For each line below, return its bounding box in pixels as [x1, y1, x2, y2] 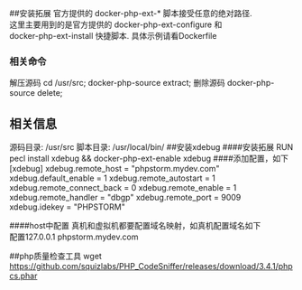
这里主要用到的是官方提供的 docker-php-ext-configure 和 [9, 19, 223, 30]
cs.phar [9, 270, 38, 282]
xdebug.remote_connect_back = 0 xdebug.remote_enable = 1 [9, 182, 237, 193]
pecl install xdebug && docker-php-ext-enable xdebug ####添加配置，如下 [9, 153, 289, 164]
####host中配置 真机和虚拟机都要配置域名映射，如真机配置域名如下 [9, 220, 261, 231]
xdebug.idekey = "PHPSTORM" [9, 201, 126, 212]
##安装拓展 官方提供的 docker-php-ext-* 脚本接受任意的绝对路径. [9, 8, 252, 18]
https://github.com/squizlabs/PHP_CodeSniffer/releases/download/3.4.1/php [9, 261, 293, 272]
